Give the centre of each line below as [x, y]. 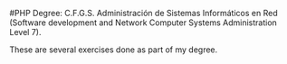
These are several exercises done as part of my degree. [114, 50]
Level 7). [25, 32]
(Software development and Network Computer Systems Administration [143, 23]
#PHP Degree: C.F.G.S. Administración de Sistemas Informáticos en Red [143, 13]
